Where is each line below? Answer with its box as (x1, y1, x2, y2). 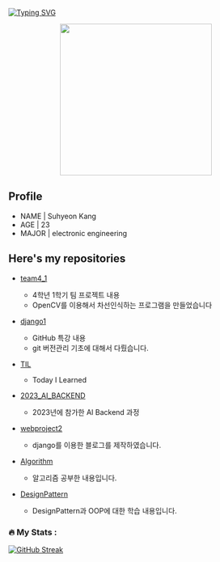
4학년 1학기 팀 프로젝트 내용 (32, 289, 120, 299)
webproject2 (19, 423, 63, 433)
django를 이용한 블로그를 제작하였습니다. (32, 440, 162, 450)
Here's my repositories (8, 251, 126, 266)
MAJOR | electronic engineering (19, 228, 128, 238)
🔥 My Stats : (8, 526, 57, 538)
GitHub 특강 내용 (32, 332, 87, 343)
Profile (8, 190, 43, 204)
